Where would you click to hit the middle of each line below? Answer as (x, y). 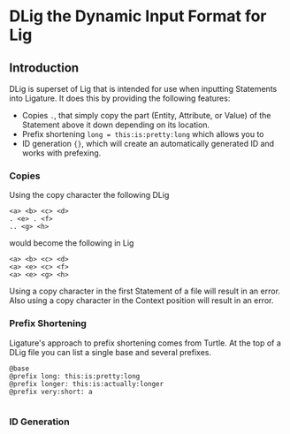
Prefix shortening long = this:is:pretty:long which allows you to (143, 134)
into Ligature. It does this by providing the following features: (120, 98)
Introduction (44, 68)
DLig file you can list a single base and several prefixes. (111, 352)
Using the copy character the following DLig (89, 195)
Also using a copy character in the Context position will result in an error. (141, 301)
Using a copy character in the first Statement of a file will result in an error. (145, 291)
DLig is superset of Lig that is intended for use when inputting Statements (143, 89)
